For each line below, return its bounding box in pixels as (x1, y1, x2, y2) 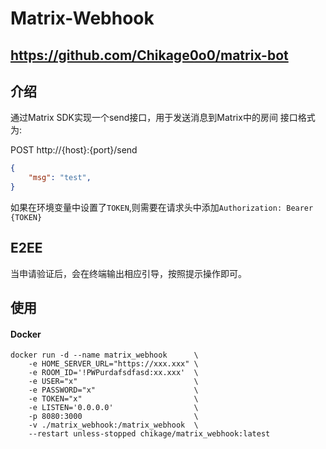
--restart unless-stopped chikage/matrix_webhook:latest (28, 429, 271, 439)
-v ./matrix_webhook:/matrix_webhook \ (28, 420, 199, 431)
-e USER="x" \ (28, 377, 199, 387)
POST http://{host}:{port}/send (10, 144, 138, 156)
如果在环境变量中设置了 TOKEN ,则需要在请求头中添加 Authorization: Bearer (10, 202, 314, 214)
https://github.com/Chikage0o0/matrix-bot (10, 47, 289, 64)
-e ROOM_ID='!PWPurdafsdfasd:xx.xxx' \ (28, 368, 199, 378)
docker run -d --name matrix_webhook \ (10, 350, 199, 361)
